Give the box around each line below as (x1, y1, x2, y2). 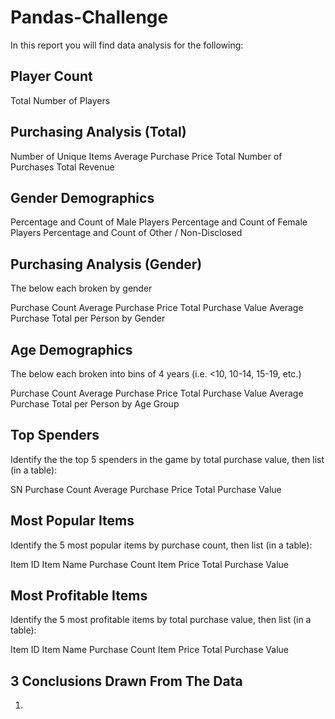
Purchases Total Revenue (10, 161, 115, 173)
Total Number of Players (10, 94, 111, 106)
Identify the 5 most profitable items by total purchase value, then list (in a (10, 614, 312, 626)
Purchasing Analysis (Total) (10, 124, 187, 141)
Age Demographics (10, 341, 133, 358)
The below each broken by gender (10, 282, 153, 295)
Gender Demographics (10, 189, 155, 206)
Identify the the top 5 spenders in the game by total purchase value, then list (10, 453, 325, 465)
